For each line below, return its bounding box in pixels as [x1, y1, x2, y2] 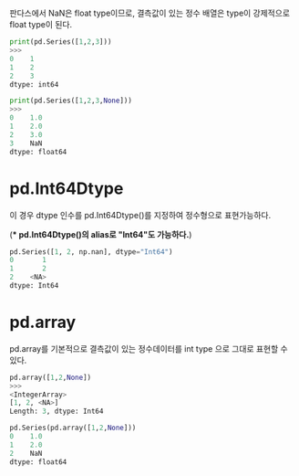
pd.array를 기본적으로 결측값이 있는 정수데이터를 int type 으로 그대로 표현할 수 [9, 343, 289, 354]
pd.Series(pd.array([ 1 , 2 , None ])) [9, 423, 137, 433]
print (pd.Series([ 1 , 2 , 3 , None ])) [9, 96, 132, 106]
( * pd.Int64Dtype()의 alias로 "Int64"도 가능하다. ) [9, 228, 192, 239]
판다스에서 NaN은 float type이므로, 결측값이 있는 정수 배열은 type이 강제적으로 [9, 7, 290, 19]
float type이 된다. [9, 19, 73, 30]
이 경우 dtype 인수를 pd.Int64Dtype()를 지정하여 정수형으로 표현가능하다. [9, 209, 272, 220]
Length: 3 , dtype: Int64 [9, 407, 104, 417]
